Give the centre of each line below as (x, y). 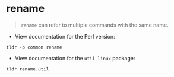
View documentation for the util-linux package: (75, 58)
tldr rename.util (28, 69)
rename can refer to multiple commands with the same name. (94, 25)
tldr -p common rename (34, 47)
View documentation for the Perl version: (65, 36)
